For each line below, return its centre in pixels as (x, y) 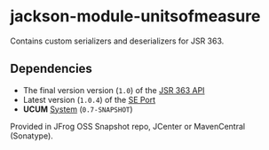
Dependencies (51, 69)
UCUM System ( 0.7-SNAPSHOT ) (78, 109)
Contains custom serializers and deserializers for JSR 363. (117, 41)
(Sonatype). (32, 136)
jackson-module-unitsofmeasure (135, 16)
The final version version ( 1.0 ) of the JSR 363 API (114, 90)
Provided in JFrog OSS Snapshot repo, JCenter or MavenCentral (128, 126)
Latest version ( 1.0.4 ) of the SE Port (89, 99)
